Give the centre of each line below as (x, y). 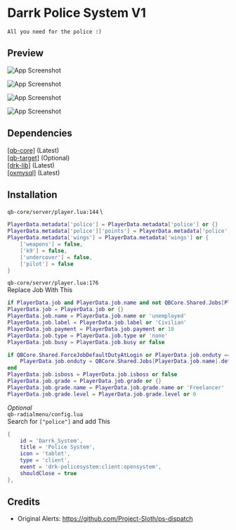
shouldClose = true (48, 473)
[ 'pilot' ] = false (47, 264)
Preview (26, 53)
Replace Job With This (40, 290)
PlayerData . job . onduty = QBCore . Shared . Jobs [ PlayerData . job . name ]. (120, 361)
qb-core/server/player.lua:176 (53, 283)
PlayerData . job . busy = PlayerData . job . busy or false (86, 342)
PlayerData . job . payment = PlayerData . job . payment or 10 (91, 329)
